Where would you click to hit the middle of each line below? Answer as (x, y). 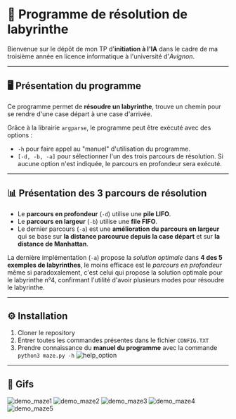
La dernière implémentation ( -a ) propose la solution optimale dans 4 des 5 (115, 257)
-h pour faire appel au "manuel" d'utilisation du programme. (104, 149)
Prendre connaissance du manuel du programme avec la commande (117, 348)
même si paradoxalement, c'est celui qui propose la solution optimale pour (115, 272)
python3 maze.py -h (46, 356)
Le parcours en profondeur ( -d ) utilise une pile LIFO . (94, 213)
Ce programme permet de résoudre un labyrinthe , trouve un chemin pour (114, 106)
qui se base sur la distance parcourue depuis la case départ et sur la (118, 236)
